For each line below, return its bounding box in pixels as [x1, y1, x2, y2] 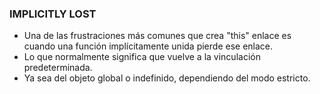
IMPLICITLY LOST [9, 7, 97, 21]
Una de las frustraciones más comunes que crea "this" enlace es [23, 30, 292, 42]
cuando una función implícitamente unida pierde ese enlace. [23, 40, 274, 52]
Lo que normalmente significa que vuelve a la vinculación [23, 51, 261, 63]
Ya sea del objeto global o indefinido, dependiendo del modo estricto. [23, 72, 311, 84]
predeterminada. [23, 62, 93, 74]
